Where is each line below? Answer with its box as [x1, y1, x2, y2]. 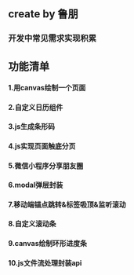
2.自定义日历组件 [8, 102, 63, 112]
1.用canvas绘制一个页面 [8, 83, 86, 93]
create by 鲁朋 [8, 7, 78, 21]
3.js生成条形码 [8, 122, 56, 131]
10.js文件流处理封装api [8, 258, 82, 267]
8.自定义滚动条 [8, 219, 56, 229]
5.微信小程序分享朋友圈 [8, 160, 84, 170]
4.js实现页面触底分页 [8, 141, 76, 151]
